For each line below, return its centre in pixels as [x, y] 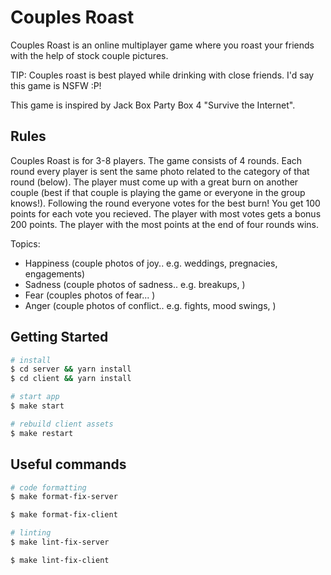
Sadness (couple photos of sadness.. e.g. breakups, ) [135, 284]
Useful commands [68, 464]
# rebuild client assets [62, 424]
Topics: [25, 243]
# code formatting [48, 487]
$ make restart [42, 433]
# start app [35, 397]
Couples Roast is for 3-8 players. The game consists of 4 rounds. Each [156, 160]
